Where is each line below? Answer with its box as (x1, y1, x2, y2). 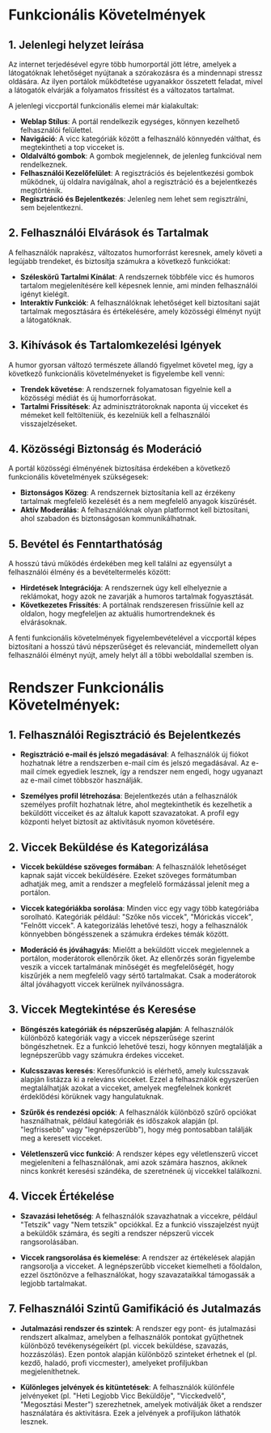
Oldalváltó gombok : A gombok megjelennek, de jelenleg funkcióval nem (19, 151, 262, 160)
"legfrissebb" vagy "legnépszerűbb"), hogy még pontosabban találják (19, 1124, 253, 1134)
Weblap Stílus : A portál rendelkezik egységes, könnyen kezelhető (19, 117, 240, 126)
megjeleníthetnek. (19, 1367, 81, 1376)
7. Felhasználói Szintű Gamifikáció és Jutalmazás (8, 1302, 261, 1316)
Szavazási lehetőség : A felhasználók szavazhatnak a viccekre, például (19, 1211, 257, 1221)
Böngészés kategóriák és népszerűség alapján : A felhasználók (19, 1024, 235, 1034)
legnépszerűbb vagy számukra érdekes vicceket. (19, 1050, 184, 1060)
